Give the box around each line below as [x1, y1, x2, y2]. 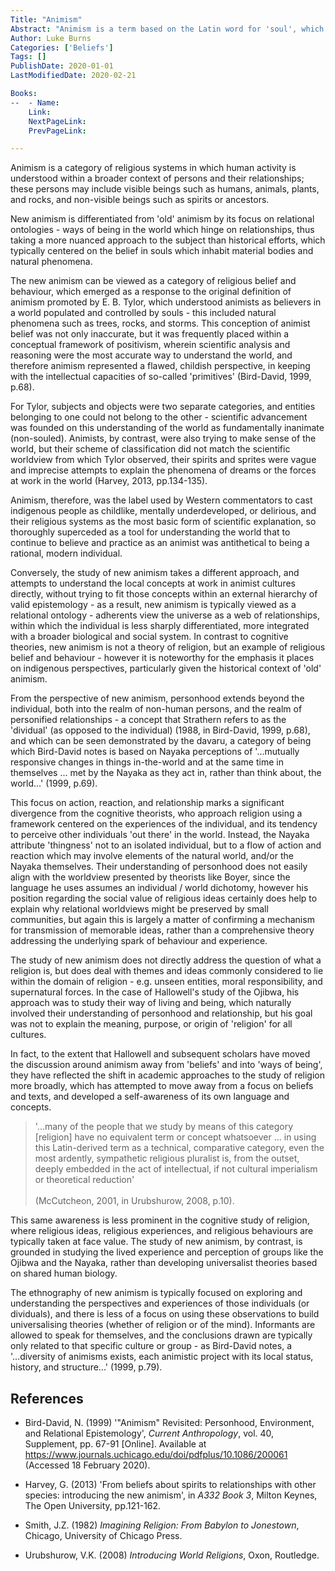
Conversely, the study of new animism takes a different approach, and [10, 567, 300, 579]
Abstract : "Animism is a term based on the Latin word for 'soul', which [10, 24, 325, 34]
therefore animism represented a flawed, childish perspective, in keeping [10, 360, 311, 372]
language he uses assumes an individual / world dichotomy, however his [10, 882, 309, 894]
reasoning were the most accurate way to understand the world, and [10, 349, 293, 361]
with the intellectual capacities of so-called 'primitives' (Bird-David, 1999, [10, 371, 312, 383]
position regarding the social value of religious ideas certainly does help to [10, 892, 318, 905]
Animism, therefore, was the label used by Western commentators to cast [10, 494, 313, 506]
